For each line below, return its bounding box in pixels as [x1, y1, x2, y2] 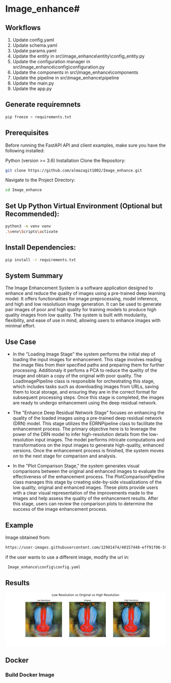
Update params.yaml [12, 48, 57, 53]
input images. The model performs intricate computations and [35, 436, 165, 443]
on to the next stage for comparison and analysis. [12, 453, 117, 459]
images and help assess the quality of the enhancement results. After [12, 495, 159, 502]
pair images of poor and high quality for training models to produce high [5, 307, 157, 313]
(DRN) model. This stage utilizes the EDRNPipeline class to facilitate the [12, 421, 163, 427]
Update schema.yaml [12, 42, 58, 48]
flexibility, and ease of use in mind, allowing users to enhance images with [5, 317, 161, 323]
